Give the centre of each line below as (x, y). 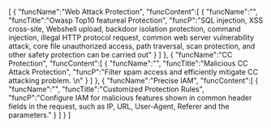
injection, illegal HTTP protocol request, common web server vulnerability (131, 37)
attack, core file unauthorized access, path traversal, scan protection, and (132, 46)
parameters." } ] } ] (40, 115)
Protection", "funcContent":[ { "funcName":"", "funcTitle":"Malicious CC (129, 63)
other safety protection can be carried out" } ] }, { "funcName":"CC (120, 55)
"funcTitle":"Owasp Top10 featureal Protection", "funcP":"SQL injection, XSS (136, 20)
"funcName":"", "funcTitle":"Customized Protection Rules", (106, 89)
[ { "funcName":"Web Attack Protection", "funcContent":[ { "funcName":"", (133, 12)
